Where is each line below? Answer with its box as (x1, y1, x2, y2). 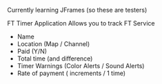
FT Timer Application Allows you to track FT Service (7, 19, 155, 27)
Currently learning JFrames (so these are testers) (7, 6, 148, 14)
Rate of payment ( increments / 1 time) (17, 69, 126, 77)
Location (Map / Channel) (17, 40, 90, 48)
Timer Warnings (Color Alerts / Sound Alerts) (17, 62, 145, 70)
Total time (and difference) (17, 54, 93, 63)
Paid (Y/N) (17, 48, 47, 55)
